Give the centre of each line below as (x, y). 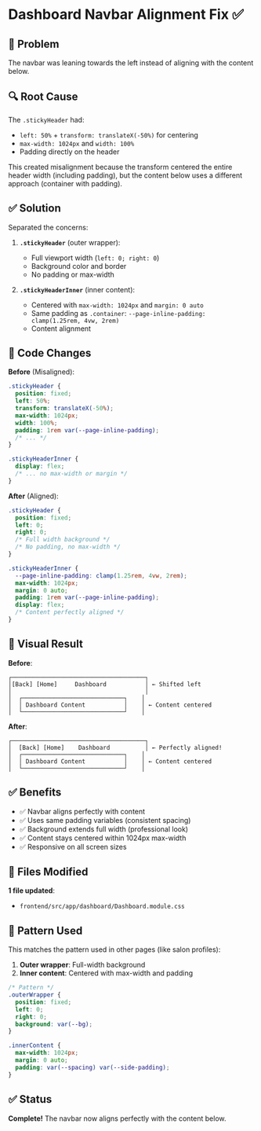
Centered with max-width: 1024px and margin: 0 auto (117, 305)
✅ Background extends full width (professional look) (104, 829)
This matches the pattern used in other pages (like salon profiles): (114, 949)
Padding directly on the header (69, 152)
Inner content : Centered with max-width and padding (106, 973)
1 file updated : (31, 890)
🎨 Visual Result (46, 644)
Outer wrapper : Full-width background (82, 965)
